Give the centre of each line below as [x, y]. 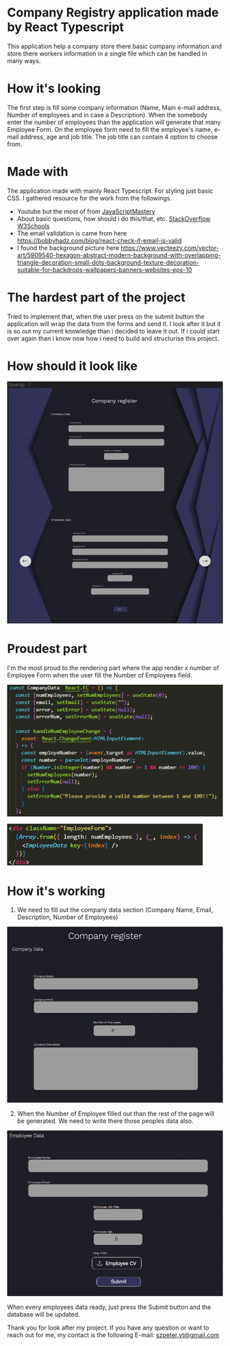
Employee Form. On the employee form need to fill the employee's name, [110, 129]
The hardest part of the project [97, 297]
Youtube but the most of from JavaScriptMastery [86, 211]
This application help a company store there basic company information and [115, 46]
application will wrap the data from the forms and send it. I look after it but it [114, 323]
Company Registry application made [113, 13]
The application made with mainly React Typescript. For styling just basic [110, 191]
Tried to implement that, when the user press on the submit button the [106, 316]
